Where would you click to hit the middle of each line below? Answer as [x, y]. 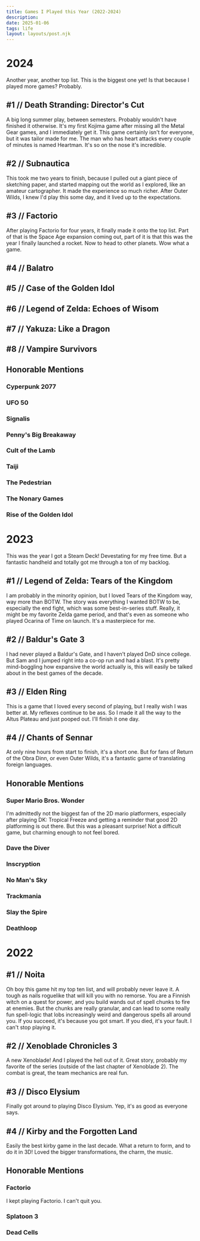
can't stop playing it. [31, 1027]
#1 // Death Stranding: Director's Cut [75, 105]
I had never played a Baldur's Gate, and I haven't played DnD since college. [99, 654]
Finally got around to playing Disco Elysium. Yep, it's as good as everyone [97, 1106]
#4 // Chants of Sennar [50, 737]
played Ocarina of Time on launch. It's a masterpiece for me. [81, 620]
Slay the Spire [27, 912]
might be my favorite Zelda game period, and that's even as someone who [98, 614]
